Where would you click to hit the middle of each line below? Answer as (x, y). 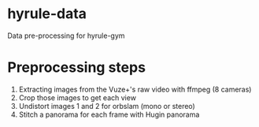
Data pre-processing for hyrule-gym (66, 35)
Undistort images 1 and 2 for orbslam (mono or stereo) (107, 106)
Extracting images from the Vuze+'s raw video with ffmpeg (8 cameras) (135, 89)
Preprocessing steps (77, 67)
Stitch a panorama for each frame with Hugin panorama (109, 114)
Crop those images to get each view (78, 97)
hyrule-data (47, 14)
